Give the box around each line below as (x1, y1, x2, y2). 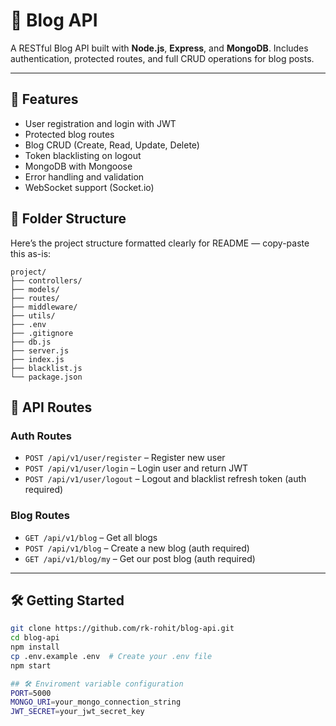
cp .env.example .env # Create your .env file (10, 651, 213, 661)
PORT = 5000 (10, 688, 52, 698)
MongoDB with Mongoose (24, 160, 133, 172)
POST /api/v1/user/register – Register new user (24, 452, 226, 464)
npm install (10, 642, 60, 653)
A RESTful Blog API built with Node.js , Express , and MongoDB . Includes (10, 42, 309, 54)
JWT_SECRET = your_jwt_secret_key (10, 707, 145, 717)
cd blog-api (10, 633, 60, 643)
